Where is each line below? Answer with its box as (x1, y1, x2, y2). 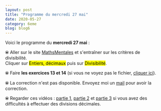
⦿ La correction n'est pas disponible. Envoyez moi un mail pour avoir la (5, 80, 151, 86)
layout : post (5, 7, 32, 12)
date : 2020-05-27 (5, 16, 41, 21)
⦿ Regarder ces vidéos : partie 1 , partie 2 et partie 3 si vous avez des (5, 95, 147, 101)
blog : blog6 (5, 26, 30, 31)
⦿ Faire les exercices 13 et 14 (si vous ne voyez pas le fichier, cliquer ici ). (5, 70, 156, 76)
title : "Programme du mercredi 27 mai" (5, 12, 88, 17)
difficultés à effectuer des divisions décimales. (5, 101, 101, 107)
